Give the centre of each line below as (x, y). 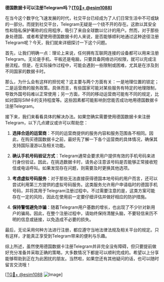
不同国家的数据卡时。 (26, 71)
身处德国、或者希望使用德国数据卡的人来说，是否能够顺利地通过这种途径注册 (82, 36)
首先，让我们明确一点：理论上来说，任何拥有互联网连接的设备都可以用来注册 (82, 53)
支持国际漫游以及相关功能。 (40, 145)
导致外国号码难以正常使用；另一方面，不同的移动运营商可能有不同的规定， (80, 94)
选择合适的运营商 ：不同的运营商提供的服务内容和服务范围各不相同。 (81, 133)
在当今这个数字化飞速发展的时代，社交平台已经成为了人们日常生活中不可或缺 (82, 18)
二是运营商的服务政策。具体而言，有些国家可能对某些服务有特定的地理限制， (82, 88)
